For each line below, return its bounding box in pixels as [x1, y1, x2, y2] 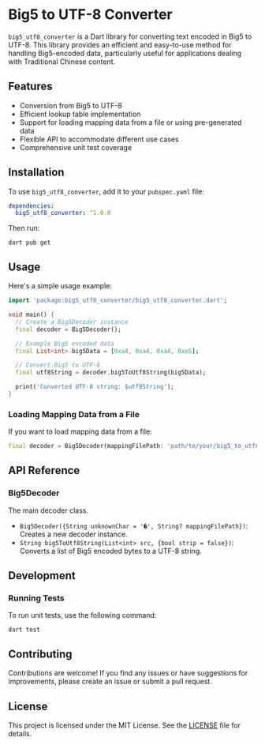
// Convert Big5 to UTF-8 [15, 361, 101, 369]
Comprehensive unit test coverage [19, 142, 132, 152]
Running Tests [8, 593, 65, 604]
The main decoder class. [8, 506, 89, 515]
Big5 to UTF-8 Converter [8, 6, 174, 24]
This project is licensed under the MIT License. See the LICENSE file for [8, 721, 241, 730]
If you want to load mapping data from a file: [8, 427, 152, 436]
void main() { [8, 310, 55, 318]
